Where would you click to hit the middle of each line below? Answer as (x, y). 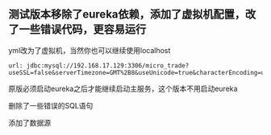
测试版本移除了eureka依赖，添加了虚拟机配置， (127, 14)
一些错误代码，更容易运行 (83, 29)
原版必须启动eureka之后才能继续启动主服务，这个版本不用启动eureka (123, 88)
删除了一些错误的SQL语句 (51, 105)
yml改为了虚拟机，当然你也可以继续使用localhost (90, 50)
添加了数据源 (29, 122)
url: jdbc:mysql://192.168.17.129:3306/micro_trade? (99, 65)
